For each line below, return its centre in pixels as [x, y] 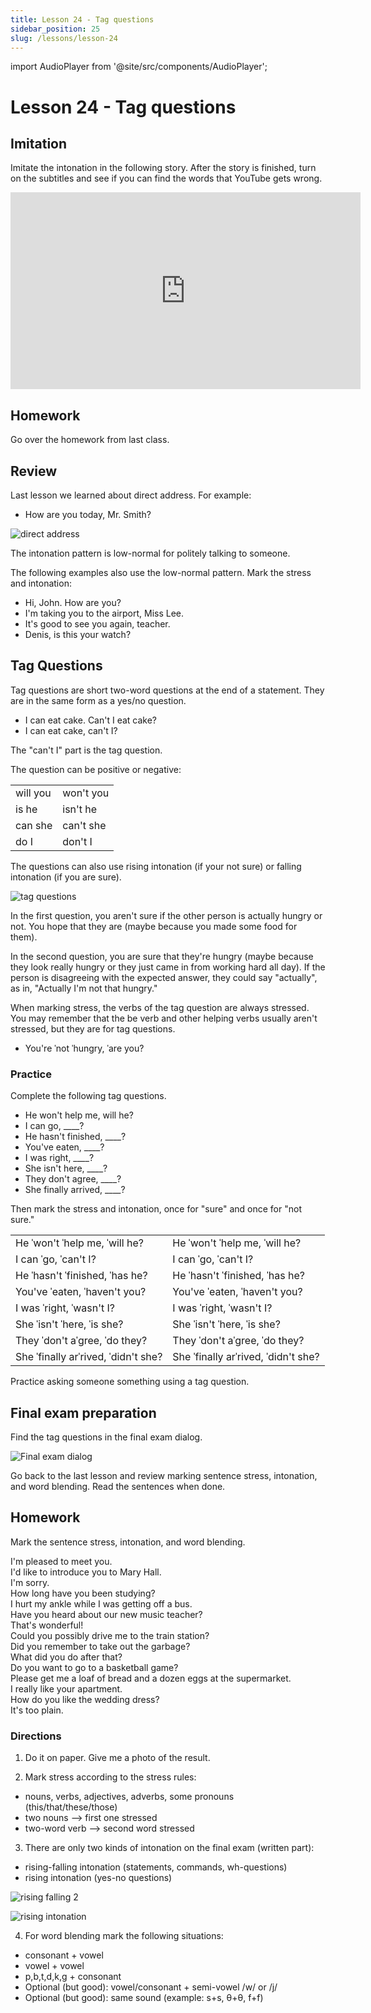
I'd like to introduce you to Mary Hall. [86, 1572]
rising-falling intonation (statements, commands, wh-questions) [156, 1867]
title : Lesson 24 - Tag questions [82, 19]
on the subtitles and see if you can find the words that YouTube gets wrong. [166, 178]
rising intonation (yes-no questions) [98, 1878]
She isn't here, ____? [66, 1168]
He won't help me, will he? [79, 1115]
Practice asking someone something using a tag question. [130, 1382]
